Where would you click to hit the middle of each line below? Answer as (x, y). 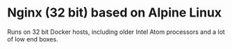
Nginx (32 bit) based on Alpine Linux (115, 13)
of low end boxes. (33, 39)
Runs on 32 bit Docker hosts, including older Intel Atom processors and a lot (116, 32)
